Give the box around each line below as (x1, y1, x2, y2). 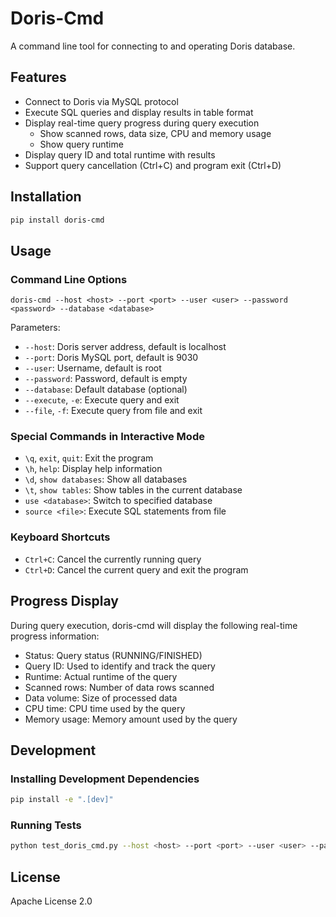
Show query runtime (39, 138, 124, 150)
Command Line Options (10, 272, 128, 286)
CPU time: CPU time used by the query (24, 702, 186, 714)
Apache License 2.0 (10, 895, 93, 907)
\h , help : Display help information (24, 463, 163, 475)
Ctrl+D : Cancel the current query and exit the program (24, 563, 249, 576)
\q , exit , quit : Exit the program (24, 452, 154, 464)
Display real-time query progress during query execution (24, 117, 260, 129)
